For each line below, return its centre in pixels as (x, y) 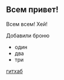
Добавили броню (28, 36)
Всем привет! (32, 10)
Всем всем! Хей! (27, 24)
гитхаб (15, 71)
